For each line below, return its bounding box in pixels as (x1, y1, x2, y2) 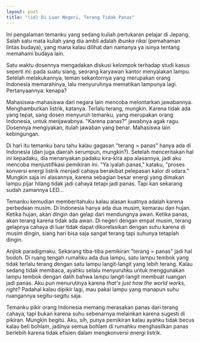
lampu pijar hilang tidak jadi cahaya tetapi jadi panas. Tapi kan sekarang (6, 180, 183, 187)
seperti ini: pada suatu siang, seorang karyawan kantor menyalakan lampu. (6, 68, 190, 75)
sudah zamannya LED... (6, 186, 64, 193)
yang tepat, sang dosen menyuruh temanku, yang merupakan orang (6, 111, 174, 118)
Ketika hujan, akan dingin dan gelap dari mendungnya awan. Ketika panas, (6, 210, 189, 218)
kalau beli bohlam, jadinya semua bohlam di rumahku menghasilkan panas (6, 322, 189, 329)
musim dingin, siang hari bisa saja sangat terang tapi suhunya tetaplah (6, 230, 179, 237)
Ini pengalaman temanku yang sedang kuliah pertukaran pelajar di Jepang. (6, 30, 190, 38)
